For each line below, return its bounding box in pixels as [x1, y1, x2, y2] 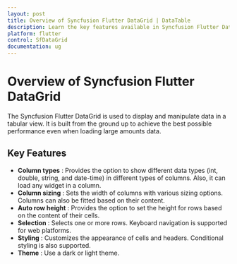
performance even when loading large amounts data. [7, 126, 162, 135]
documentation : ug [7, 43, 61, 50]
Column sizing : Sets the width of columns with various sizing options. [17, 188, 224, 197]
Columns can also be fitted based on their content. [17, 196, 166, 205]
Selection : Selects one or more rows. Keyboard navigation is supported [17, 218, 228, 227]
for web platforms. [17, 226, 72, 234]
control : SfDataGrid [7, 37, 68, 44]
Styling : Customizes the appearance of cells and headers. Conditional [17, 234, 224, 242]
